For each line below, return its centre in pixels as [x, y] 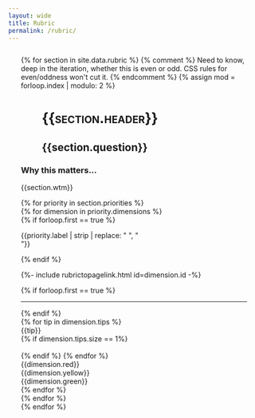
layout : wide [30, 16]
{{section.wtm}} [47, 188]
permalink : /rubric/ [43, 30]
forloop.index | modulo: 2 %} [68, 86]
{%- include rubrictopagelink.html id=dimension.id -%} [111, 275]
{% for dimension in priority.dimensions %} [92, 212]
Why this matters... [59, 170]
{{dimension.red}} [50, 364]
